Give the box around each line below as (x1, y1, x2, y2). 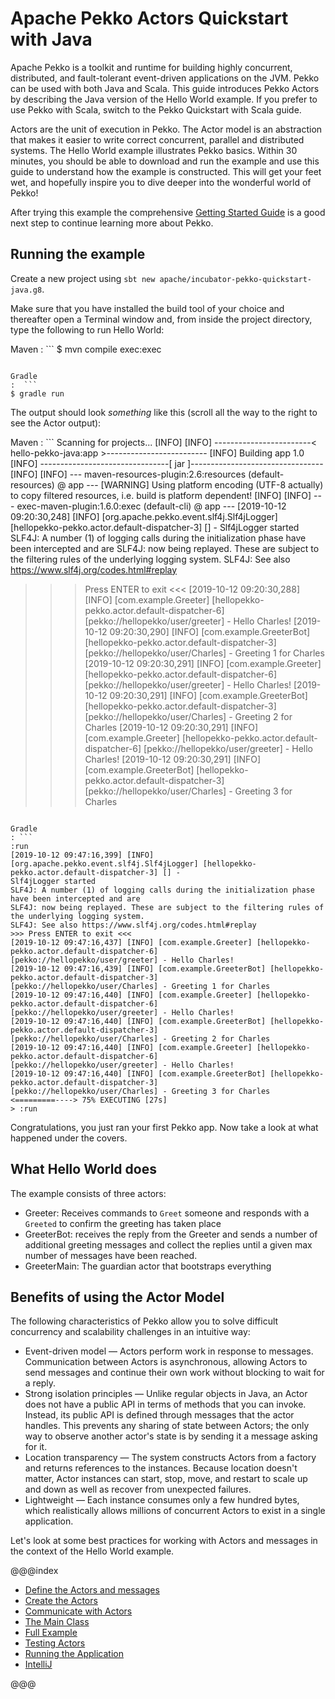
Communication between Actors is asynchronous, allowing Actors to (24, 1356, 308, 1368)
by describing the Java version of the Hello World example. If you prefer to (10, 93, 318, 105)
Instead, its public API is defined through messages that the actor (24, 1409, 295, 1421)
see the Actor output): (10, 417, 102, 429)
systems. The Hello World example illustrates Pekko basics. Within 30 (10, 144, 298, 156)
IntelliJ (24, 1658, 53, 1671)
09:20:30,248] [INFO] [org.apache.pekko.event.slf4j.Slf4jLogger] (10, 510, 278, 522)
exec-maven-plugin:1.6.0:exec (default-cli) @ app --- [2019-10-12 (16, 500, 287, 512)
